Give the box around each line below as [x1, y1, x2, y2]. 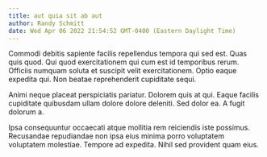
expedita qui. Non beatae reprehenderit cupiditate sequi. [8, 74, 197, 85]
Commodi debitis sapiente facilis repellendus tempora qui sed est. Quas [8, 49, 248, 59]
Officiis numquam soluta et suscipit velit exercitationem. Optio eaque [8, 66, 237, 76]
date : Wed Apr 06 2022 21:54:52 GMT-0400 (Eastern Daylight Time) [8, 27, 236, 35]
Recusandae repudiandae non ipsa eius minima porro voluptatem [8, 131, 224, 141]
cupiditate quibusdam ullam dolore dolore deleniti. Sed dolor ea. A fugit [8, 98, 245, 109]
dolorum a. [8, 107, 44, 117]
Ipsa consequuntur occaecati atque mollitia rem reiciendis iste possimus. [8, 122, 251, 133]
